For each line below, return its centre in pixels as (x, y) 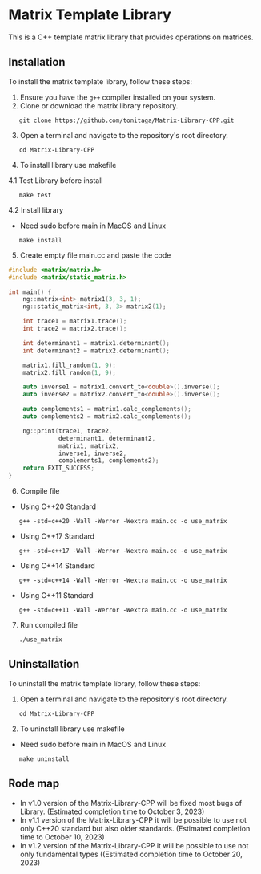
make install (40, 240)
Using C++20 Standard (58, 506)
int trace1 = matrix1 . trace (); (75, 321)
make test (35, 195)
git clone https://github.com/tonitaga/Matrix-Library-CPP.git (126, 120)
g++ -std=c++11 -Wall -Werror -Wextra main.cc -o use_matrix (123, 610)
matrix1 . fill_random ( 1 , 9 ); (69, 365)
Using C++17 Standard (57, 536)
